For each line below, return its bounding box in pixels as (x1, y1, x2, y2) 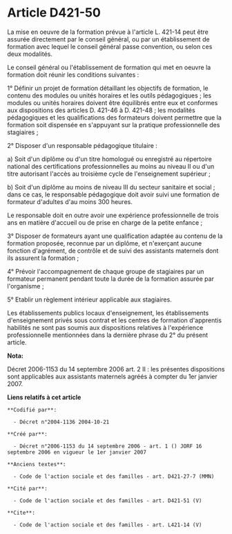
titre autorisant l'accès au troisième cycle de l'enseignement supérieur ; (7, 169, 211, 178)
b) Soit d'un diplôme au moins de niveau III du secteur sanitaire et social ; (7, 183, 215, 191)
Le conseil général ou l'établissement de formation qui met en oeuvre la (7, 63, 211, 71)
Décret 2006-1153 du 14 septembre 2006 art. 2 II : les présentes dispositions (7, 365, 225, 373)
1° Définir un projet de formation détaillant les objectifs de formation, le (7, 84, 209, 92)
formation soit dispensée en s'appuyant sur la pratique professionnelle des (7, 120, 220, 129)
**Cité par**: (7, 485, 48, 492)
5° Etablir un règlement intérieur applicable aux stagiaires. (7, 295, 173, 304)
